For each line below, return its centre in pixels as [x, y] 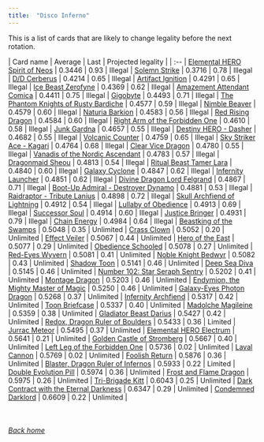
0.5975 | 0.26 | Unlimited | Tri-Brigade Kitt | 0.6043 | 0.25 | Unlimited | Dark [130, 380]
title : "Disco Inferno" [49, 15]
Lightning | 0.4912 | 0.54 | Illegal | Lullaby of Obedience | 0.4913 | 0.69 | [125, 204]
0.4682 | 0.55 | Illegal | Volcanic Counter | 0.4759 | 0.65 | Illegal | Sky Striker [132, 137]
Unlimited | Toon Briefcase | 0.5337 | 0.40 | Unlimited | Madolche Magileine [130, 305]
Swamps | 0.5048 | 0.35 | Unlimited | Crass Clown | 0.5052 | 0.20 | [116, 229]
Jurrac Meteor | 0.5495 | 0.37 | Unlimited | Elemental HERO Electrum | [121, 330]
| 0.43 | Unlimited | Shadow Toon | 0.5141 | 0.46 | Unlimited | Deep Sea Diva [131, 263]
